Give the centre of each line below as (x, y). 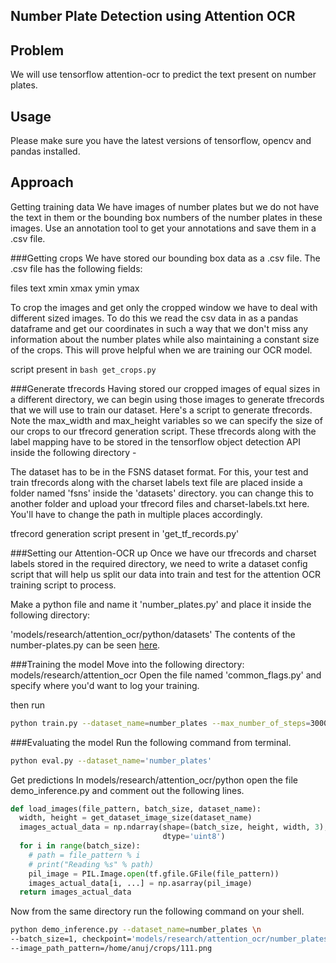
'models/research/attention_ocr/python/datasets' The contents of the (153, 634)
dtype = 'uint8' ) (194, 837)
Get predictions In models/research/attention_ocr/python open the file (154, 780)
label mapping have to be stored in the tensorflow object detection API (155, 441)
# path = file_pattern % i (84, 855)
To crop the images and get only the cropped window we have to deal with (164, 307)
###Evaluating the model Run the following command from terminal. (151, 742)
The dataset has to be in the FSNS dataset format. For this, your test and (159, 471)
